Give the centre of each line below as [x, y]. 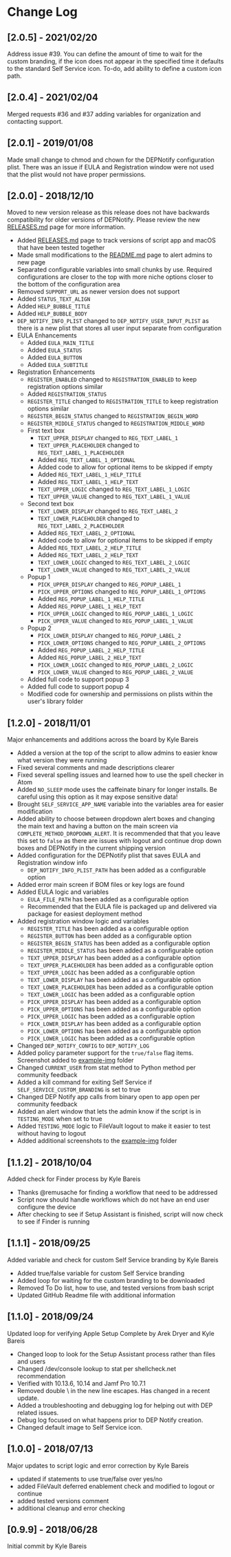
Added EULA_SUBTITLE [58, 365]
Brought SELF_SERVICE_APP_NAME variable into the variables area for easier [120, 804]
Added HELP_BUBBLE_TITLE [54, 306]
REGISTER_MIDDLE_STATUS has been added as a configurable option [120, 950]
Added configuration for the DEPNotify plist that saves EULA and [109, 855]
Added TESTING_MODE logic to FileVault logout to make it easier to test [114, 1126]
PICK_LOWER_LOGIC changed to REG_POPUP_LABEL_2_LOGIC [115, 665]
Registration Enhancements [56, 372]
